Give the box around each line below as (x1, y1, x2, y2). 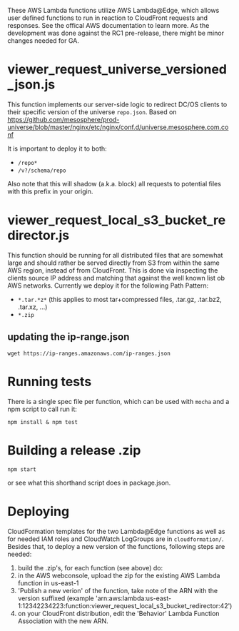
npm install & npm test (7, 418, 78, 425)
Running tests (7, 373, 92, 390)
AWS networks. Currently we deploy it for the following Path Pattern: (7, 281, 209, 290)
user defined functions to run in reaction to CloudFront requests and (7, 14, 208, 22)
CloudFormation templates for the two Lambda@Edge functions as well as (7, 527, 225, 535)
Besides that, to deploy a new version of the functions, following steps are (7, 542, 225, 550)
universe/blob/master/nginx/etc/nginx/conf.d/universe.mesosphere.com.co (7, 123, 229, 131)
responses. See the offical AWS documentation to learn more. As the (7, 21, 210, 29)
